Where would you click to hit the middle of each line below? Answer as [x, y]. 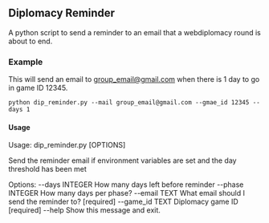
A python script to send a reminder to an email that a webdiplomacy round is [134, 32]
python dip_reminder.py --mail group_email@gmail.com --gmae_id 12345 [129, 103]
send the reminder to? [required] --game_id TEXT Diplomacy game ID [123, 202]
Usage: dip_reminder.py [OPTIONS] [67, 145]
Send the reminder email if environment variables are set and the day [122, 160]
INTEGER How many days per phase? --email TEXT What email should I [126, 193]
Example [26, 62]
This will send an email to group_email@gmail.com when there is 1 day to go [134, 79]
